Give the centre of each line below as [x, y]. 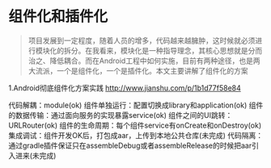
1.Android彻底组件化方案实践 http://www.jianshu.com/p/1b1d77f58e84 [125, 88]
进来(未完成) [36, 155]
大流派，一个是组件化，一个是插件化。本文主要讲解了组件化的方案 [138, 70]
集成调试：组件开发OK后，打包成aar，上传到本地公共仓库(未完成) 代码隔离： [136, 135]
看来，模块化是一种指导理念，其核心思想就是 [174, 50]
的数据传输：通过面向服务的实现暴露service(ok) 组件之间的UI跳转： [121, 115]
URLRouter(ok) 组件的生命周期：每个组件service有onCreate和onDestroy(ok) [135, 125]
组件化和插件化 [58, 17]
